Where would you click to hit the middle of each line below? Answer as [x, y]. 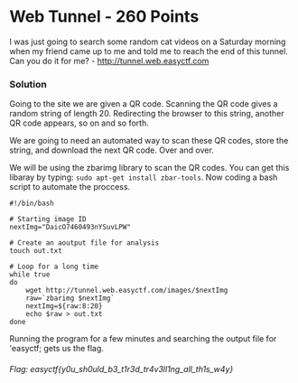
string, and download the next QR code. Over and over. [112, 150]
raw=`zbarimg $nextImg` [70, 299]
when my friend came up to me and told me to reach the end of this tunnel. [149, 51]
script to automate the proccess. [70, 187]
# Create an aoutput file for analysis [84, 243]
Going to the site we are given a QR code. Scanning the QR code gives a [144, 104]
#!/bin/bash [32, 204]
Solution [28, 84]
